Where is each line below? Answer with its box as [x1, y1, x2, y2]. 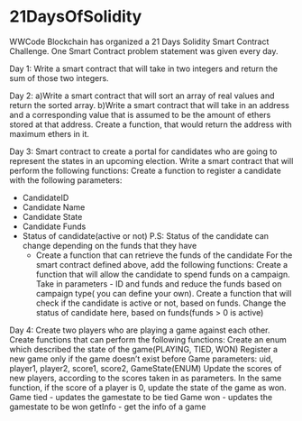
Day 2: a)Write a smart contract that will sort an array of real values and [9, 90, 275, 101]
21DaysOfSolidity [9, 6, 142, 27]
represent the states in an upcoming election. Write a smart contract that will [9, 155, 294, 166]
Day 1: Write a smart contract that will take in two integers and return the [9, 63, 278, 74]
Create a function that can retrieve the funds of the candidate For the [35, 250, 293, 261]
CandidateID [22, 192, 69, 203]
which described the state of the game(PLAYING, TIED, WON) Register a [9, 343, 278, 354]
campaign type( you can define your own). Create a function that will [35, 288, 292, 298]
